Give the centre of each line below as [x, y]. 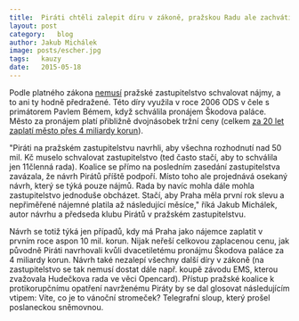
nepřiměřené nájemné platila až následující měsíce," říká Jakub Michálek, [143, 204]
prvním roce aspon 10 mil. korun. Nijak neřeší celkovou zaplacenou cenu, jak [149, 241]
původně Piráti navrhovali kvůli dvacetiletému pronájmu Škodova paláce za [147, 250]
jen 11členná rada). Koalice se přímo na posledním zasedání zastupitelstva [145, 167]
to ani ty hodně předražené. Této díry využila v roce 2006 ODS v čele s [139, 102]
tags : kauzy [36, 59]
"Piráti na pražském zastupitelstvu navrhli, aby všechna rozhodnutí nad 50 [145, 147]
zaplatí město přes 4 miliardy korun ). [77, 130]
